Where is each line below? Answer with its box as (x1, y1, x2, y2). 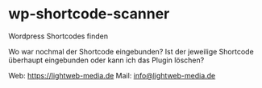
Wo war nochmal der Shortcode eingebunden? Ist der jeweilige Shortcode (8, 46, 254, 56)
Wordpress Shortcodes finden (8, 31, 109, 41)
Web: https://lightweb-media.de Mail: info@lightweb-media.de (8, 70, 216, 80)
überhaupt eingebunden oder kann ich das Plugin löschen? (8, 55, 205, 65)
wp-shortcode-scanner (8, 5, 170, 23)
